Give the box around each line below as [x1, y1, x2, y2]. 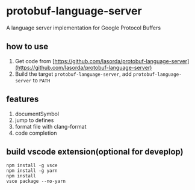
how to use [6, 41, 49, 52]
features [6, 94, 39, 105]
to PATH [32, 76, 51, 84]
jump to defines [14, 116, 54, 124]
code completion [14, 129, 57, 136]
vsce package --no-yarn [6, 179, 66, 185]
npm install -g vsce [6, 162, 58, 169]
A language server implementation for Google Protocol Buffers [6, 24, 161, 31]
